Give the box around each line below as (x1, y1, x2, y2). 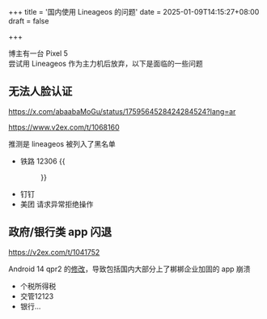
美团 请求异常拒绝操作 (19, 199, 94, 209)
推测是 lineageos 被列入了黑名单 (8, 138, 116, 148)
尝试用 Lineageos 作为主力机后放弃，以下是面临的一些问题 (8, 59, 204, 68)
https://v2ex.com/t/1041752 (8, 247, 100, 257)
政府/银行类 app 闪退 (8, 225, 112, 239)
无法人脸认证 (8, 84, 73, 99)
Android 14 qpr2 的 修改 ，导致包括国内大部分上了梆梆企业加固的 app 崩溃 (8, 264, 251, 274)
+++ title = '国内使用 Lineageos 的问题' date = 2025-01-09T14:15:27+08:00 (8, 7, 260, 16)
